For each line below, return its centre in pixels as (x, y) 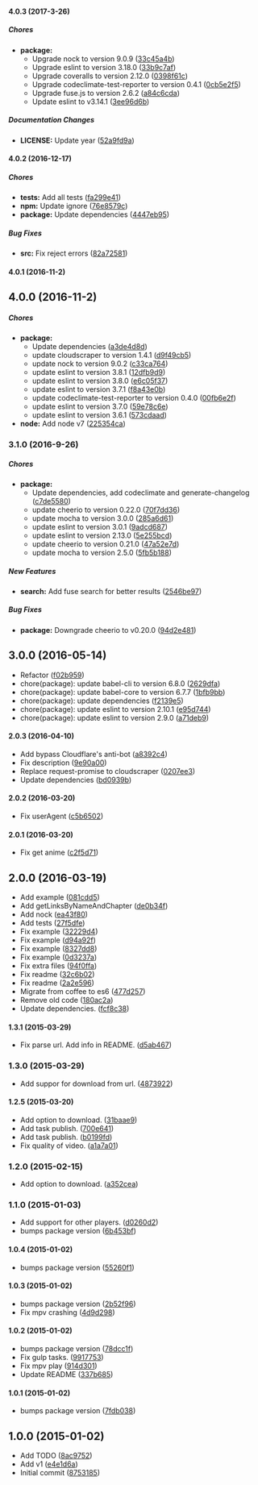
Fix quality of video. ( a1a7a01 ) (69, 1146)
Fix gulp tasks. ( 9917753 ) (62, 1357)
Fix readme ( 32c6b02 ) (57, 975)
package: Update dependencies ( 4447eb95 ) (95, 214)
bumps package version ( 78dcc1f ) (77, 1348)
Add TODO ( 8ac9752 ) (56, 1456)
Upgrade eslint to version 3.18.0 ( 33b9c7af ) (104, 67)
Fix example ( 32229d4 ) (59, 932)
